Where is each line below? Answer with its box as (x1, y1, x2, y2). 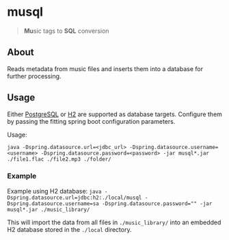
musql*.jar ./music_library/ (7, 206, 90, 213)
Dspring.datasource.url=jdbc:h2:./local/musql (7, 194, 142, 201)
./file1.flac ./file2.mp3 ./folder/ (7, 155, 111, 163)
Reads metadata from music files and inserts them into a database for (7, 64, 204, 72)
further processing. (7, 72, 62, 80)
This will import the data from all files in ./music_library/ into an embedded (7, 218, 221, 226)
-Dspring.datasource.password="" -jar (101, 200, 213, 207)
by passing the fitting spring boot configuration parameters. (7, 117, 176, 125)
